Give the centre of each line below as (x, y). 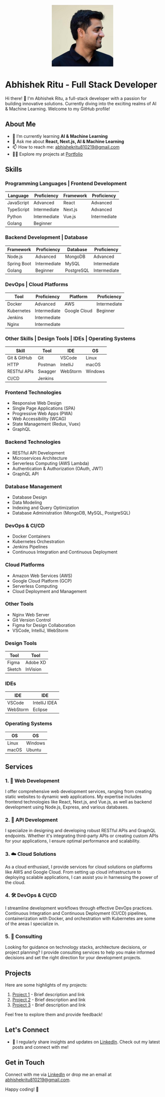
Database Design (30, 497)
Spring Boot (19, 263)
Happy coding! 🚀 (22, 1089)
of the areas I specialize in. (32, 924)
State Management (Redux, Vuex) (46, 424)
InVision (33, 669)
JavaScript (18, 203)
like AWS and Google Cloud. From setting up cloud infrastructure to (73, 872)
